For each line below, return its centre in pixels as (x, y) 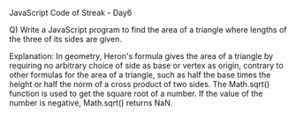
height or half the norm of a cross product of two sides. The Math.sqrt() (140, 84)
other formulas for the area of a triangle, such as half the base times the (140, 75)
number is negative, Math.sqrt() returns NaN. (91, 103)
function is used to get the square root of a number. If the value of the (136, 93)
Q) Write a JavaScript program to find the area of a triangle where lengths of (148, 29)
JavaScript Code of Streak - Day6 (71, 13)
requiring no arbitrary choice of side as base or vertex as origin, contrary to (147, 66)
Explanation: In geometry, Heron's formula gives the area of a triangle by (141, 56)
